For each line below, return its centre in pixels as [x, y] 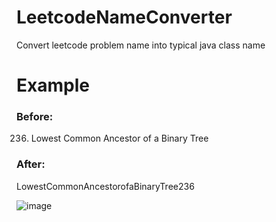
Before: [35, 117]
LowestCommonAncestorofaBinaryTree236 [105, 186]
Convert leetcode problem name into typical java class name [141, 45]
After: [31, 164]
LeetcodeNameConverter [124, 17]
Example [53, 85]
